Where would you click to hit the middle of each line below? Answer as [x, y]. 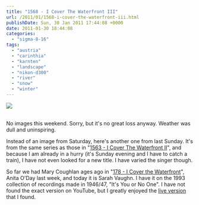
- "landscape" [29, 67]
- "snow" [22, 84]
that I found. [21, 197]
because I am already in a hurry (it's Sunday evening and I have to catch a [97, 154]
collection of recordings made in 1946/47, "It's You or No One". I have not [96, 184]
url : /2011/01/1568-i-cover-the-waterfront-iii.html [73, 17]
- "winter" [25, 89]
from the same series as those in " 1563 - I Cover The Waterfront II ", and [94, 147]
